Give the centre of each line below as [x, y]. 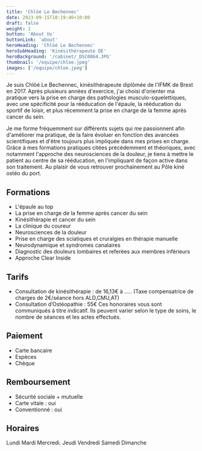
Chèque [25, 363]
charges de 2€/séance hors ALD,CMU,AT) [67, 298]
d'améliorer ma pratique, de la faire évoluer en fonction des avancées [93, 135]
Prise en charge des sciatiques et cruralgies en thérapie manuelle [96, 239]
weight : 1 [19, 29]
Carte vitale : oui [35, 403]
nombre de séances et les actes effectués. [68, 317]
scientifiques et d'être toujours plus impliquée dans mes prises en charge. [98, 142]
